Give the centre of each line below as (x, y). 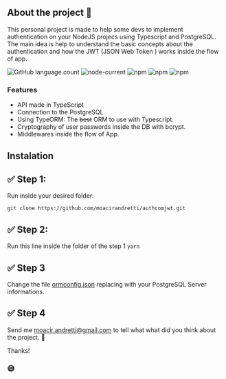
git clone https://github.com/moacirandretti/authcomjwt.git (97, 208)
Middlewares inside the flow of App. (68, 134)
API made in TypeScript (50, 105)
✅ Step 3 (26, 268)
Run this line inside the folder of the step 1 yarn (74, 246)
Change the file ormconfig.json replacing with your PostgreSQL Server (107, 284)
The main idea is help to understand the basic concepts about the (100, 44)
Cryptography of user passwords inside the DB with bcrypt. (101, 127)
